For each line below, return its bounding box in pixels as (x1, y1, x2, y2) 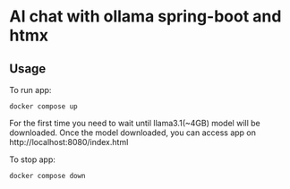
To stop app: (9, 154, 56, 165)
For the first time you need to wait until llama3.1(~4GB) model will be (9, 118, 261, 128)
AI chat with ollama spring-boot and (9, 6, 282, 27)
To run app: (9, 85, 52, 95)
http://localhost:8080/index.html (9, 137, 129, 147)
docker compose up (9, 102, 78, 111)
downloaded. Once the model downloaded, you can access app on (9, 127, 257, 138)
